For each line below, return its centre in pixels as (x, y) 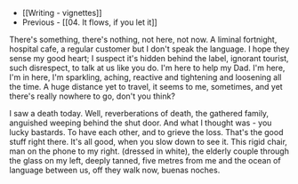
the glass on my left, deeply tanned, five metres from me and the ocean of (145, 160)
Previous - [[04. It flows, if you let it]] (89, 22)
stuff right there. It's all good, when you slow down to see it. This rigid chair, (148, 142)
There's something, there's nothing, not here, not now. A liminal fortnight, (143, 40)
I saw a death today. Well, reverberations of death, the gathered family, (139, 113)
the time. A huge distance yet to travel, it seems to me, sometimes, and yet (146, 87)
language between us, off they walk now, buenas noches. (115, 170)
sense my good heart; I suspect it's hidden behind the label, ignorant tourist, (149, 58)
